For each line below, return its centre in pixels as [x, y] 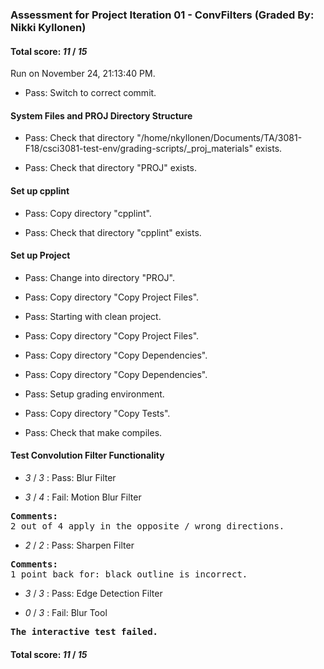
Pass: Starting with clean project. [93, 316]
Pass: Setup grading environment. [94, 394]
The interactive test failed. [84, 631]
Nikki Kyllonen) [48, 27]
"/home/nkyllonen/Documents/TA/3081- [219, 138]
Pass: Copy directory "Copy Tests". [97, 413]
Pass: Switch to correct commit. [90, 93]
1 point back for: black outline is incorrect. [129, 574]
